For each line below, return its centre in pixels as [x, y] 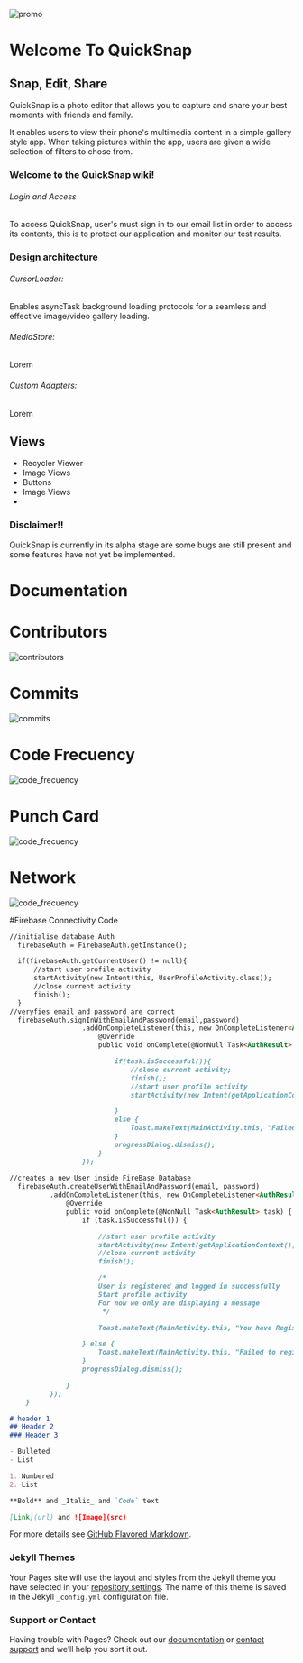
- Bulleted [30, 1452]
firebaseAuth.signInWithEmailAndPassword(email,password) [129, 1020]
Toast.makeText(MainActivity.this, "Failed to [187, 1353]
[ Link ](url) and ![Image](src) [68, 1517]
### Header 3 [34, 1435]
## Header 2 [32, 1427]
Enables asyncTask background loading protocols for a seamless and [138, 307]
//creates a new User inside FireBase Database [101, 1178]
